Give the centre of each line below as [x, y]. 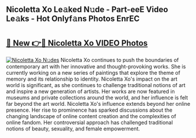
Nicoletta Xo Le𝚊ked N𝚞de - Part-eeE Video [87, 10]
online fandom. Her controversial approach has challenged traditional [90, 123]
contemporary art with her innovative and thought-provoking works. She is [96, 66]
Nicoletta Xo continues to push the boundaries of [120, 60]
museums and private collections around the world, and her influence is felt [97, 98]
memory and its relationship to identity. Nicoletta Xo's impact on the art [92, 79]
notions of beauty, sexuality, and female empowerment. [73, 129]
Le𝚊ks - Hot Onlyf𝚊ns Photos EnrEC [73, 19]
